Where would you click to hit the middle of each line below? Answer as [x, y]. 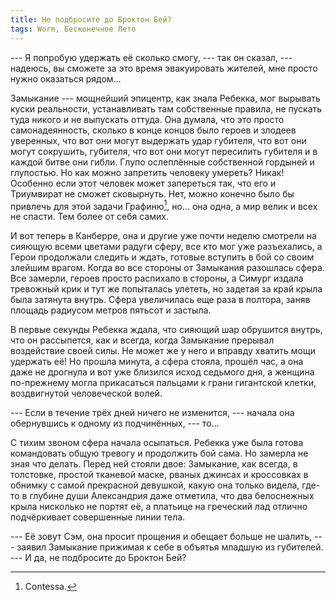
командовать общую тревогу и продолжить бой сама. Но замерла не [159, 453]
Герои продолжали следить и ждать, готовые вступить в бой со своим [162, 257]
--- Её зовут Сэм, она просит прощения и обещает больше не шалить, [161, 537]
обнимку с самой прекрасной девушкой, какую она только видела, [155, 485]
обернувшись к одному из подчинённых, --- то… [115, 423]
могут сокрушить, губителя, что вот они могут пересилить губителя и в [164, 151]
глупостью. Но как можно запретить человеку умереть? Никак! [147, 172]
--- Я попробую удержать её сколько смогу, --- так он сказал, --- [151, 57]
